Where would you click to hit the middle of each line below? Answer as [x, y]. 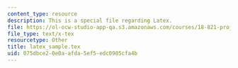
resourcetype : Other [38, 40]
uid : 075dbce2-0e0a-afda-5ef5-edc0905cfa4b [73, 54]
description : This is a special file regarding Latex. [90, 21]
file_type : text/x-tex [41, 34]
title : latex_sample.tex [44, 47]
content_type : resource [42, 14]
